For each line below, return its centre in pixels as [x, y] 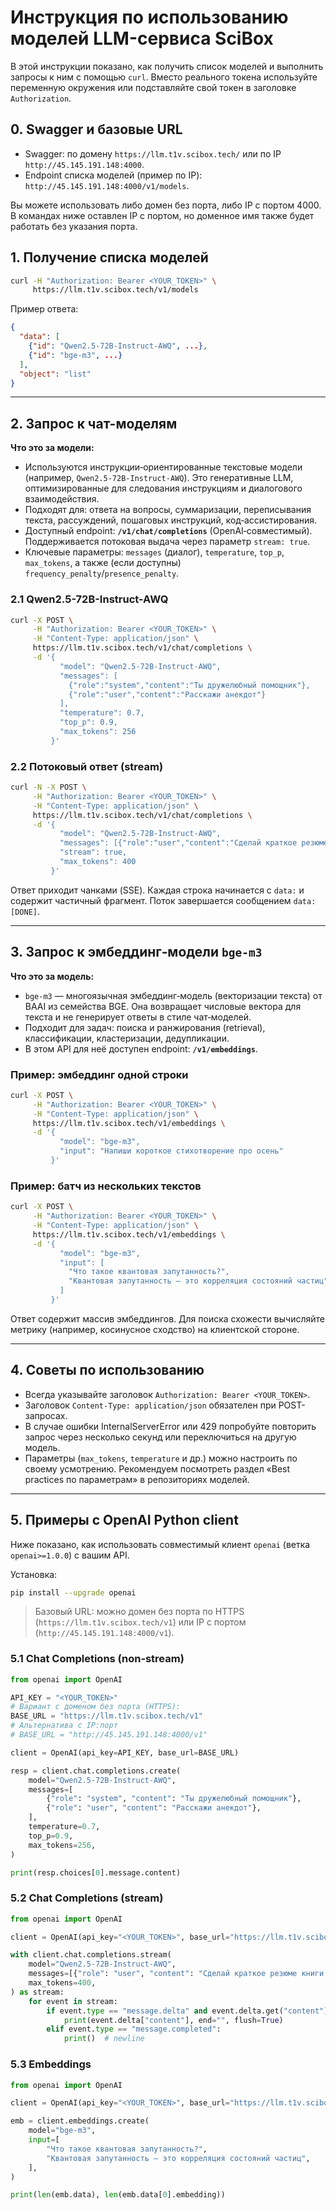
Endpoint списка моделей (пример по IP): [113, 175]
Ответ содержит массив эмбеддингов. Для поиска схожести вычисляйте [167, 1318]
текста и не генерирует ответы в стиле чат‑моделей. [138, 1017]
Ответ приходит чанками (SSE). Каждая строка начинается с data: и [157, 890]
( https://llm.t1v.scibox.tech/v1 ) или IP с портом [140, 1622]
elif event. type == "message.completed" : [134, 2029]
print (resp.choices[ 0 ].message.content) [96, 1872]
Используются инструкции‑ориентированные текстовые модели [163, 467]
